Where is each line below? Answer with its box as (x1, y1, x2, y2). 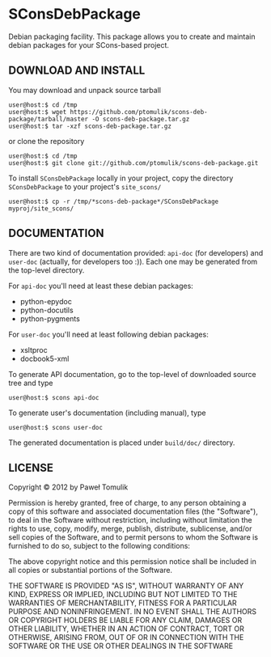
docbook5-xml (19, 354, 70, 363)
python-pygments (19, 313, 81, 324)
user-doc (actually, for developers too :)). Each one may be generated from (8, 256, 258, 266)
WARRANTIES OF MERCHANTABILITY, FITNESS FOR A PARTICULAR (8, 598, 237, 608)
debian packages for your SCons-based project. (8, 40, 170, 49)
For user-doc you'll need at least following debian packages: (8, 329, 209, 339)
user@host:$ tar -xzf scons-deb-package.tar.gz (8, 122, 172, 130)
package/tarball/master (8, 115, 89, 123)
